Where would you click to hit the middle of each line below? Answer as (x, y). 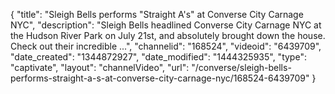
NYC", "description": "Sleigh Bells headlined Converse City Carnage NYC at (166, 25)
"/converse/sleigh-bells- (241, 67)
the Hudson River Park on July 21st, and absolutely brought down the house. (168, 35)
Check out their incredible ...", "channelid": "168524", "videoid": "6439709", (166, 46)
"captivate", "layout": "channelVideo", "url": (100, 67)
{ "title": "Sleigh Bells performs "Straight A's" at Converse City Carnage (157, 14)
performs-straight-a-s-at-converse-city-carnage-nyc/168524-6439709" (160, 78)
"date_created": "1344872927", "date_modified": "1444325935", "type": (158, 57)
